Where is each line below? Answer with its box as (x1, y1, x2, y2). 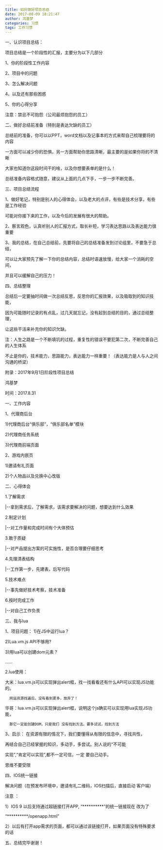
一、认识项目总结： (5, 39, 44, 45)
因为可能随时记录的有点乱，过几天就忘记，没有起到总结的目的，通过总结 (5, 310, 149, 316)
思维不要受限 (5, 762, 31, 768)
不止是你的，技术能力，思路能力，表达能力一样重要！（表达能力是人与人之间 (5, 353, 158, 359)
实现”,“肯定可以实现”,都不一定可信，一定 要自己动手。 (5, 752, 112, 758)
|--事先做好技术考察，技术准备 (5, 587, 66, 593)
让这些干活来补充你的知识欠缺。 (5, 326, 69, 332)
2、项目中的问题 (5, 70, 38, 76)
